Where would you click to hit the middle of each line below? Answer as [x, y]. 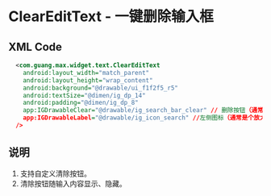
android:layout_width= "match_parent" [86, 73]
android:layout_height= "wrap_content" [88, 80]
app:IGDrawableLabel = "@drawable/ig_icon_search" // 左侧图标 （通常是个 [138, 118]
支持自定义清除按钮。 [55, 173]
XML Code [35, 46]
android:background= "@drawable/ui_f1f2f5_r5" [101, 88]
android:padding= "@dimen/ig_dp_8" [81, 103]
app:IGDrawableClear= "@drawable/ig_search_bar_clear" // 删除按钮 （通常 [143, 111]
